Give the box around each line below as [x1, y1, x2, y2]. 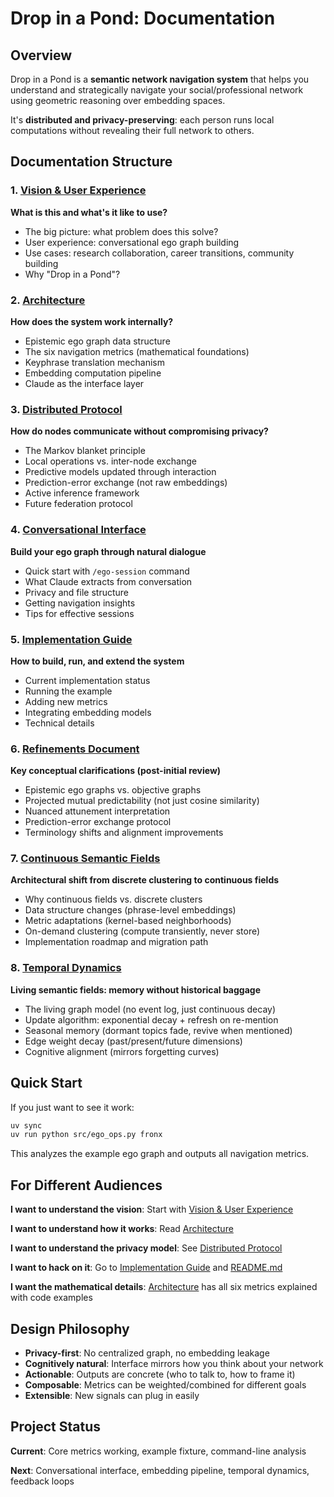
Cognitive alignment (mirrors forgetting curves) [24, 1045, 220, 1057]
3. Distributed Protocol [10, 402, 123, 416]
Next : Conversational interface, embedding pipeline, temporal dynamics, [10, 1464, 310, 1476]
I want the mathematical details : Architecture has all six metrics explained [10, 1281, 318, 1293]
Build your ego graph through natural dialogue [10, 545, 207, 557]
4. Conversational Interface [10, 523, 147, 537]
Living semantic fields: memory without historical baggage [10, 983, 261, 996]
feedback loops [10, 1475, 75, 1487]
